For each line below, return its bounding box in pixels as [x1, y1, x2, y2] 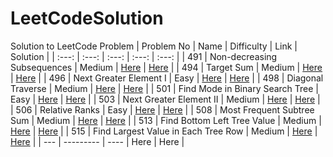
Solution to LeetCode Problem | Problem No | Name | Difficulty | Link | [10, 40, 298, 52]
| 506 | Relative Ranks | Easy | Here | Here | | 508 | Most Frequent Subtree [10, 103, 315, 116]
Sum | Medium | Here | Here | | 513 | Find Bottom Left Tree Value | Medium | [10, 114, 322, 126]
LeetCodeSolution [10, 7, 164, 30]
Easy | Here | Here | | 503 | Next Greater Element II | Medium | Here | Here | [10, 93, 321, 105]
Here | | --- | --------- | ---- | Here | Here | [10, 135, 185, 147]
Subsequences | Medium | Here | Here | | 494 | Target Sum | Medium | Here [10, 61, 323, 73]
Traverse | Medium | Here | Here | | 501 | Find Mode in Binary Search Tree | [10, 82, 320, 94]
